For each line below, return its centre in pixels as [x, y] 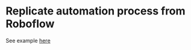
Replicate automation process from [95, 11]
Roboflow [30, 24]
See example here [28, 40]
